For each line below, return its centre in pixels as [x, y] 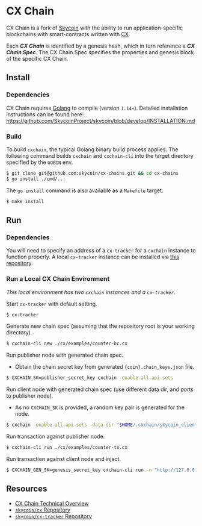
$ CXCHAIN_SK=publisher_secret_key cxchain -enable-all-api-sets [90, 378]
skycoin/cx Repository [43, 510]
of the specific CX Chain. [37, 58]
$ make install [25, 201]
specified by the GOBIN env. [40, 162]
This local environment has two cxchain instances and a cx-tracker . [91, 292]
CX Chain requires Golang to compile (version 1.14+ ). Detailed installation [97, 108]
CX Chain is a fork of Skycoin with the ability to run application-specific [95, 28]
